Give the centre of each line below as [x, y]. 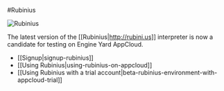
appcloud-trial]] [40, 80]
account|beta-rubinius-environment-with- [157, 73]
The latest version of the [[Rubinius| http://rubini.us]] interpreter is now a [110, 37]
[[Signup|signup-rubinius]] [55, 58]
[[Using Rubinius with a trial [57, 73]
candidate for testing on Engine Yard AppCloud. [75, 44]
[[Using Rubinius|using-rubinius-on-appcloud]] [85, 65]
